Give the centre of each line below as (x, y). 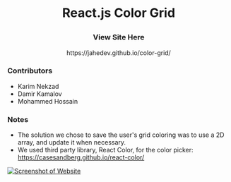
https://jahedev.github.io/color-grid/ (119, 53)
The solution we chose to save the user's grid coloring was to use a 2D (121, 135)
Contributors (30, 71)
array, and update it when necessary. (71, 142)
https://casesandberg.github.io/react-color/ (81, 157)
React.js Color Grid (119, 13)
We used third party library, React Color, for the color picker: (105, 150)
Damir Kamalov (40, 94)
